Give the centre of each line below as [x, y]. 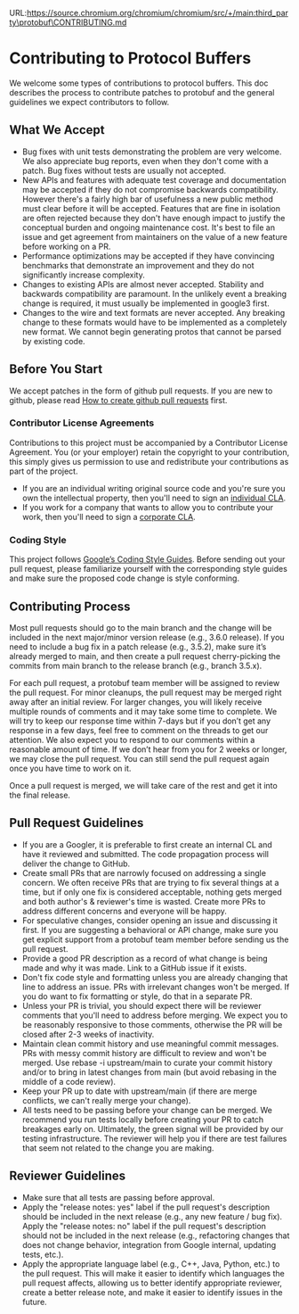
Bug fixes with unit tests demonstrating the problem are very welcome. [152, 152]
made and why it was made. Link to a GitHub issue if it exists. [134, 968]
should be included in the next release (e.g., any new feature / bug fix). [152, 1216]
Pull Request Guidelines [77, 823]
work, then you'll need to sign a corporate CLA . [109, 517]
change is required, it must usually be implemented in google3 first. [145, 303]
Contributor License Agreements [82, 423]
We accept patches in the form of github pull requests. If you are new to [141, 391]
